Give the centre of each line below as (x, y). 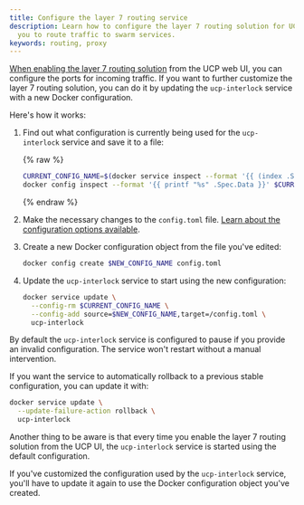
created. (25, 493)
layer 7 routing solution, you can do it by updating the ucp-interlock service (151, 88)
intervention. (33, 359)
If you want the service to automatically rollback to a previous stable (137, 376)
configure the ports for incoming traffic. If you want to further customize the (151, 79)
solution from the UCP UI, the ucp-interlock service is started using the (143, 446)
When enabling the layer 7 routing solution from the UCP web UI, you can (146, 69)
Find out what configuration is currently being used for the (131, 133)
